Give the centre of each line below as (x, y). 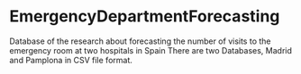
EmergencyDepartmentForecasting (145, 16)
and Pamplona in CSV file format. (71, 60)
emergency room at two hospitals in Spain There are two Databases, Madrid (151, 50)
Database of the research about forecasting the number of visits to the (140, 41)
